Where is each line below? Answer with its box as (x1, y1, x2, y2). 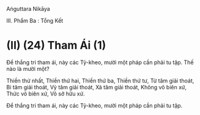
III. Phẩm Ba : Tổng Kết (6, 17, 64, 24)
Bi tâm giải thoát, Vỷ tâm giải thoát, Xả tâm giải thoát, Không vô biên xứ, (6, 83, 187, 91)
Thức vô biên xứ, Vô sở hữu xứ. (6, 90, 85, 97)
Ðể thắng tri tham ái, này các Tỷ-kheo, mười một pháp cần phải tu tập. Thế (6, 58, 194, 66)
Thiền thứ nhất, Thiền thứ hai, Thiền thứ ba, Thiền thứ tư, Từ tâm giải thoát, (6, 76, 194, 84)
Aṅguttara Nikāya (6, 6, 50, 12)
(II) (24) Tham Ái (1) (6, 39, 106, 53)
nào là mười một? (6, 65, 50, 72)
